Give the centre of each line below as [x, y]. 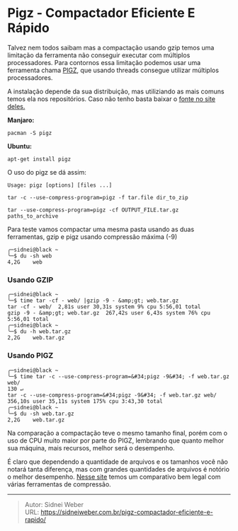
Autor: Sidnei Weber [54, 504]
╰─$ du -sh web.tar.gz [41, 414]
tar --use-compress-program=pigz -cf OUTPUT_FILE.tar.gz [93, 210]
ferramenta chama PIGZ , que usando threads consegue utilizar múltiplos [113, 70]
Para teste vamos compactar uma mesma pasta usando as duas [101, 229]
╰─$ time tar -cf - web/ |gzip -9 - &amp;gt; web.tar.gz [93, 301]
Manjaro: [21, 120]
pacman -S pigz [30, 133]
